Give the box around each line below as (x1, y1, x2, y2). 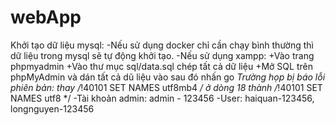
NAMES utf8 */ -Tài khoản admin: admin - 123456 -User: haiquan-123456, (10, 92, 315, 104)
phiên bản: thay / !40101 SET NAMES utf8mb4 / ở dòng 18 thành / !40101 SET (10, 81, 323, 93)
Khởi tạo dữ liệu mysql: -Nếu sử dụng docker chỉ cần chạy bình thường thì (10, 39, 314, 51)
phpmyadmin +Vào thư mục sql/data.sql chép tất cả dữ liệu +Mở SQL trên (10, 60, 313, 72)
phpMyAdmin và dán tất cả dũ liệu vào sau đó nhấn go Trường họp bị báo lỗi (10, 71, 326, 83)
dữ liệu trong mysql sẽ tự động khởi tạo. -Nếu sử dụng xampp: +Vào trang (10, 49, 315, 61)
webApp (10, 6, 82, 29)
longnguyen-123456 (10, 102, 95, 115)
